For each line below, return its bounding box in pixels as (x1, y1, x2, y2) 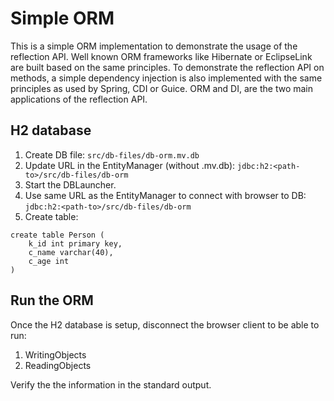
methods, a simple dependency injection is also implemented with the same (10, 72, 323, 84)
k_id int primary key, (28, 238, 123, 249)
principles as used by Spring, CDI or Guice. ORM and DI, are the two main (10, 82, 314, 94)
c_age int (28, 256, 70, 266)
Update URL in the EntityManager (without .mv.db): (24, 159, 236, 171)
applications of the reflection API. (10, 93, 148, 105)
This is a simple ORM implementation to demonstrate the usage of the (10, 40, 298, 52)
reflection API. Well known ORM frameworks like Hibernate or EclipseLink (10, 50, 313, 62)
